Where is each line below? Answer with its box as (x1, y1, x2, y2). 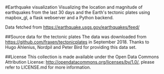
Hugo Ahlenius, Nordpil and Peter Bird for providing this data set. (5, 44, 137, 50)
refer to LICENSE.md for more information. (5, 64, 91, 70)
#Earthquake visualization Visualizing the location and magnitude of (5, 4, 143, 10)
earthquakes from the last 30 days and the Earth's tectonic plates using (5, 9, 150, 15)
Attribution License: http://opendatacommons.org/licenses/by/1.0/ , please (5, 59, 155, 65)
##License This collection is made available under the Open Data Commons (5, 54, 159, 60)
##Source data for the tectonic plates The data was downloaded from (5, 34, 147, 39)
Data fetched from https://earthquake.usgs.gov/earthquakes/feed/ (5, 24, 140, 30)
